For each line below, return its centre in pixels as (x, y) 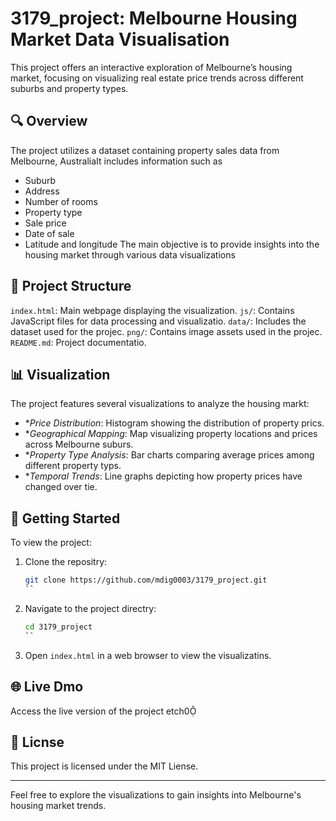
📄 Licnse (37, 742)
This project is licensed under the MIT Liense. (104, 766)
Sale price (45, 223)
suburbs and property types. (69, 88)
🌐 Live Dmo (47, 687)
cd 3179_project (58, 627)
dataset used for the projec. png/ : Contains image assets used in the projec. (166, 331)
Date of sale (49, 233)
